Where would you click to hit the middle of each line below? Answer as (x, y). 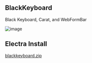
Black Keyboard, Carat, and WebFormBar (46, 19)
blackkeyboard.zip (23, 55)
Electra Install (26, 44)
